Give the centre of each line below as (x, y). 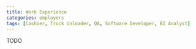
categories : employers (35, 18)
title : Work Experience (37, 12)
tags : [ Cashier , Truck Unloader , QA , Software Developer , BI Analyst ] (98, 23)
